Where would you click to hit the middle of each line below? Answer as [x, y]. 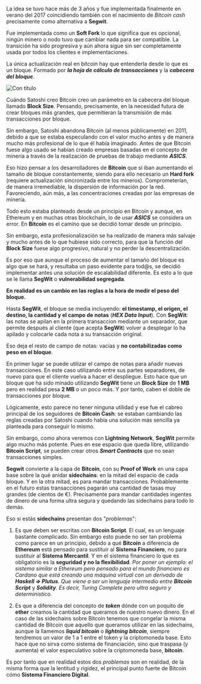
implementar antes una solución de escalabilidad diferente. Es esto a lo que [100, 273]
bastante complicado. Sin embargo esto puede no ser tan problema [98, 537]
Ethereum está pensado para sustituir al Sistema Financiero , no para [101, 549]
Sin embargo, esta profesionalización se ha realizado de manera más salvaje [101, 235]
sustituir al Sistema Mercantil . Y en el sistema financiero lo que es [97, 556]
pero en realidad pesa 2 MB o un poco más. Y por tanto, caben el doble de [98, 389]
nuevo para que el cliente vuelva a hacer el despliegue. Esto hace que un [97, 376]
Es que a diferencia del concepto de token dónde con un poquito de [99, 606]
